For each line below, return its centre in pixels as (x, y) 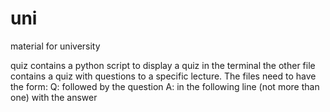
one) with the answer (54, 97)
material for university (55, 46)
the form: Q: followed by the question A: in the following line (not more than (165, 86)
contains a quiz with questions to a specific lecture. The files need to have (163, 76)
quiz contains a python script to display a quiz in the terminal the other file (163, 65)
